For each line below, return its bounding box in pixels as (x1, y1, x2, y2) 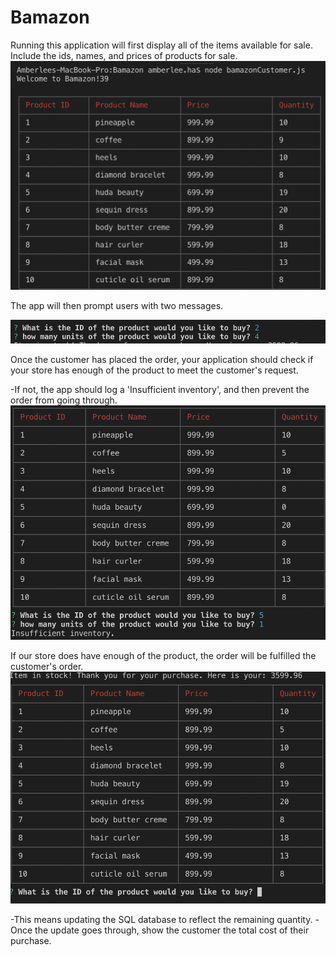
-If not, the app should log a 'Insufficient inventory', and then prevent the (10, 384, 310, 396)
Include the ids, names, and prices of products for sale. (10, 49, 238, 61)
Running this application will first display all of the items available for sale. (10, 39, 313, 51)
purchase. (10, 935, 52, 947)
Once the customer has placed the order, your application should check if (10, 354, 314, 366)
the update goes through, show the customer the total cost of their (34, 924, 310, 936)
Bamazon (10, 6, 90, 29)
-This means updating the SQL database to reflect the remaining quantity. (10, 914, 313, 926)
